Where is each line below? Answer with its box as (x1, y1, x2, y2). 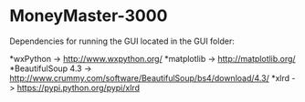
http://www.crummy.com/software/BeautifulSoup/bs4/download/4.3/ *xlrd (9, 72, 290, 83)
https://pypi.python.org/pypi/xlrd (16, 82, 140, 93)
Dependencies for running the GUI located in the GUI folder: (9, 36, 235, 46)
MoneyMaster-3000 (9, 5, 168, 26)
